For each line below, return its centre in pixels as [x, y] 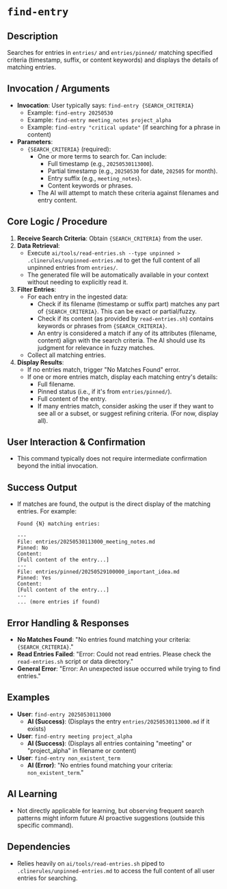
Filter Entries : [37, 289]
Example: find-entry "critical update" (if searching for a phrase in [124, 127]
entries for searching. [47, 878]
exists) [37, 728]
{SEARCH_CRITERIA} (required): [69, 149]
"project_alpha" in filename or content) [82, 750]
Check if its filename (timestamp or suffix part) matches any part [129, 303]
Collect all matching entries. [66, 355]
